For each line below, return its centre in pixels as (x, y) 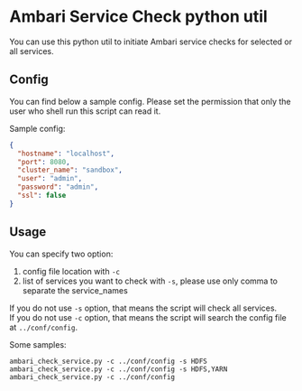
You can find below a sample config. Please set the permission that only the (150, 101)
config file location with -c (71, 271)
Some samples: (38, 344)
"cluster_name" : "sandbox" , (70, 170)
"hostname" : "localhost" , (66, 154)
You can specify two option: (61, 254)
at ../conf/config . (44, 327)
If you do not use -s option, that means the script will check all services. (143, 308)
